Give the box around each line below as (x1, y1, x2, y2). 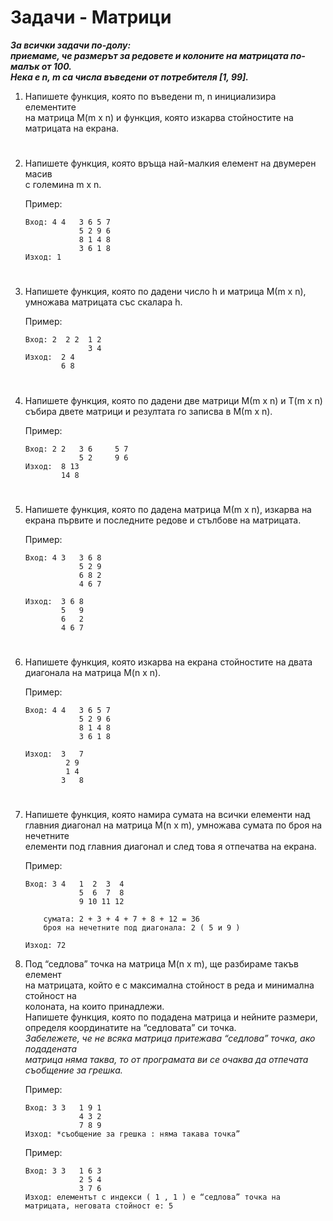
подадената (24, 1043, 78, 1055)
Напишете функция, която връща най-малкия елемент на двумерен (24, 157, 317, 170)
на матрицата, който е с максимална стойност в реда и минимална (24, 979, 315, 991)
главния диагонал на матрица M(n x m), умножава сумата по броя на (24, 819, 323, 831)
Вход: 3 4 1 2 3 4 (24, 879, 125, 890)
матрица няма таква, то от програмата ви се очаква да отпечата (24, 1054, 309, 1066)
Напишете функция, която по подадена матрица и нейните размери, (24, 1011, 318, 1023)
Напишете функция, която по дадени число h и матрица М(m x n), (24, 286, 307, 298)
